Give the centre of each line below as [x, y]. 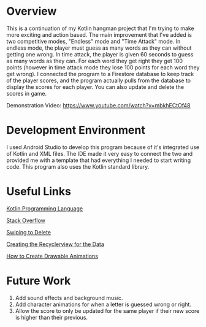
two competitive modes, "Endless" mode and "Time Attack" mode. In [93, 41]
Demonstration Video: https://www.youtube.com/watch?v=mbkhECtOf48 [99, 105]
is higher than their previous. [51, 317]
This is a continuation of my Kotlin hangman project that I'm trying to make [100, 28]
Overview [32, 11]
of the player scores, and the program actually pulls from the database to [99, 80]
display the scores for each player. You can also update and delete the [95, 87]
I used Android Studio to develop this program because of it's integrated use [103, 147]
